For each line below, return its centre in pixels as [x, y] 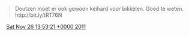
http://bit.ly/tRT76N [38, 15]
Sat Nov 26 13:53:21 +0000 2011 [46, 27]
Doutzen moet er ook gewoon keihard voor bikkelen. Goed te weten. [99, 9]
